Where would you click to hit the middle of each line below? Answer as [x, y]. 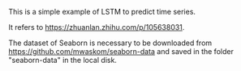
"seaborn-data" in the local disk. [63, 60]
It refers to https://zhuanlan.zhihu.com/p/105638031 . [97, 27]
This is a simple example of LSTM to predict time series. [102, 12]
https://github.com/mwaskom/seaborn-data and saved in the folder [121, 51]
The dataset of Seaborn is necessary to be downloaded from [110, 43]
